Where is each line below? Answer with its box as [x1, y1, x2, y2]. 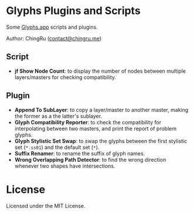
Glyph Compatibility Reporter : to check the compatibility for [14, 118, 162, 125]
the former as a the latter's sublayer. [14, 113, 103, 120]
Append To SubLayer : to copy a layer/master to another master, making [14, 106, 189, 113]
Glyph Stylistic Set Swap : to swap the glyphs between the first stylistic [14, 137, 188, 144]
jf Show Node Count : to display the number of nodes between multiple [14, 67, 186, 74]
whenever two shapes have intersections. [14, 162, 115, 169]
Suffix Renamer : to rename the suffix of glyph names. [14, 150, 145, 157]
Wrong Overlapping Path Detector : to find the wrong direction [14, 156, 166, 163]
